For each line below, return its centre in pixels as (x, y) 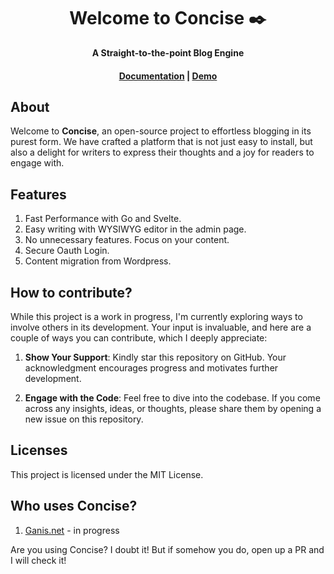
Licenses (39, 450)
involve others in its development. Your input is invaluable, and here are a (161, 327)
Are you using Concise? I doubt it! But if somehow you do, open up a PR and (167, 549)
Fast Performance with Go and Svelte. (103, 219)
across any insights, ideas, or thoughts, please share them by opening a (173, 408)
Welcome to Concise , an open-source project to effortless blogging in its (161, 131)
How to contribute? (71, 292)
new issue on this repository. (84, 419)
